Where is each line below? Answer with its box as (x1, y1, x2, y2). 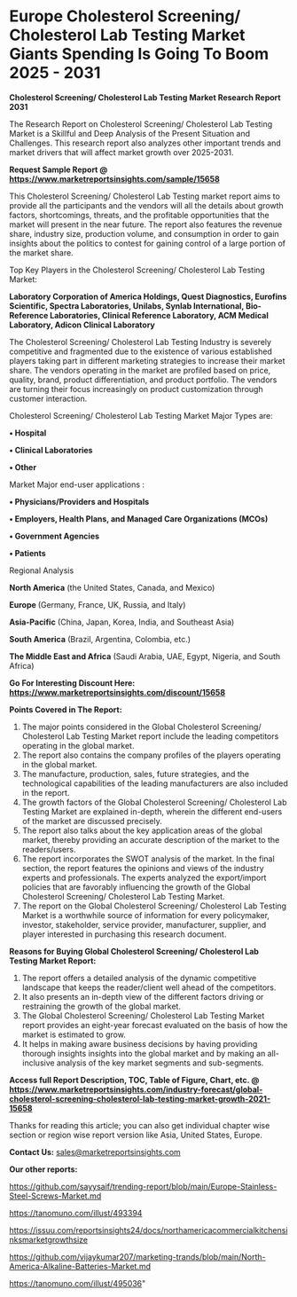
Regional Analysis (9, 565, 74, 576)
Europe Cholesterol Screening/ (9, 6, 241, 27)
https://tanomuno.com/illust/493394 (9, 1207, 143, 1218)
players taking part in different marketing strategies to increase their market (9, 355, 285, 366)
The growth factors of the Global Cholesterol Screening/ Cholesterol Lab (21, 797, 287, 807)
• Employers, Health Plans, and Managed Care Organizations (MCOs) (9, 513, 269, 524)
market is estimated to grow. (21, 1029, 126, 1040)
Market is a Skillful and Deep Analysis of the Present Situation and (9, 128, 251, 138)
